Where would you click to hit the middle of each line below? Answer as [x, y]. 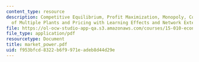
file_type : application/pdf [41, 34]
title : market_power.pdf [37, 45]
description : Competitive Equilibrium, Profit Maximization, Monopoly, [96, 17]
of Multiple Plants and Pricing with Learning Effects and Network [97, 22]
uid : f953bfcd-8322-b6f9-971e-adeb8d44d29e [61, 50]
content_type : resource [36, 12]
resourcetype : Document [36, 39]
